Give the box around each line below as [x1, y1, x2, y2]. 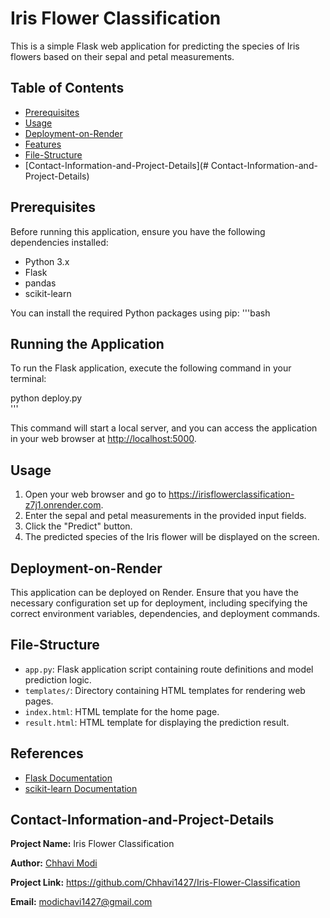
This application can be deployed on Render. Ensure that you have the [10, 587, 299, 598]
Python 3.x [24, 255, 70, 267]
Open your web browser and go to [24, 488, 167, 501]
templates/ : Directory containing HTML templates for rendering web [24, 684, 306, 696]
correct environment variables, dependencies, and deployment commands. [10, 608, 321, 619]
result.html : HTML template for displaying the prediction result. [24, 716, 290, 728]
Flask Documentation [24, 772, 113, 784]
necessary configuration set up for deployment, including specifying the [10, 597, 308, 609]
